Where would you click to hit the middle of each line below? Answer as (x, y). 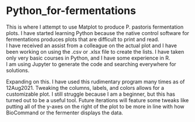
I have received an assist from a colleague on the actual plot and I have (91, 46)
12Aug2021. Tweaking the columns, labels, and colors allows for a (85, 88)
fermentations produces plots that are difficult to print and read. (83, 39)
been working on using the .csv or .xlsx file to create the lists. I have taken (95, 51)
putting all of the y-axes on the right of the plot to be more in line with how (95, 106)
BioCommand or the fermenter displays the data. (65, 113)
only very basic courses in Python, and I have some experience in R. (88, 58)
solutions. (18, 70)
